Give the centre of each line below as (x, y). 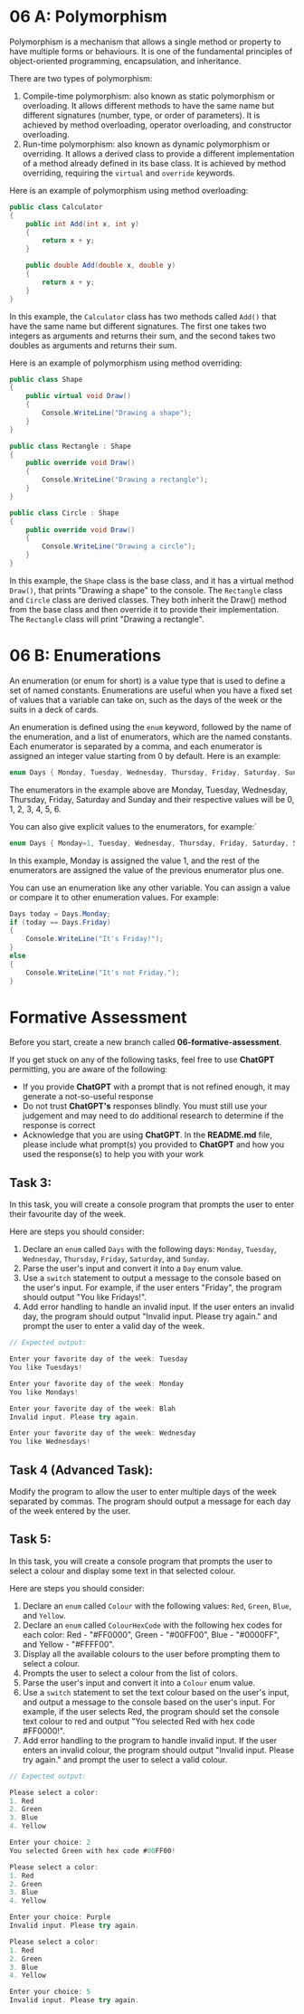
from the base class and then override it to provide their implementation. (144, 609)
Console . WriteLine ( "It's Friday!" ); (95, 939)
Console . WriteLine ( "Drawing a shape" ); (117, 413)
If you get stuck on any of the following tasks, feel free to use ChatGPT (142, 1059)
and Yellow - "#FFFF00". (68, 1644)
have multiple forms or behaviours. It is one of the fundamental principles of (151, 51)
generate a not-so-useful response (88, 1097)
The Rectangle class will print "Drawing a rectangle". (107, 619)
